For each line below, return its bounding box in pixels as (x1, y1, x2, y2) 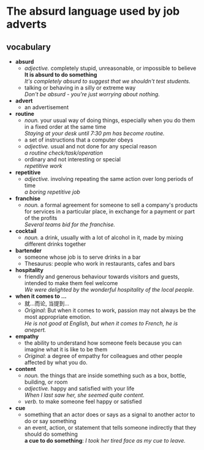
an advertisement (24, 104, 69, 111)
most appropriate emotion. (24, 313, 92, 320)
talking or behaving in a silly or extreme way (24, 84, 136, 91)
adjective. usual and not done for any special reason (24, 143, 157, 150)
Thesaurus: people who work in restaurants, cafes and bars (24, 260, 175, 267)
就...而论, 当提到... (24, 300, 69, 307)
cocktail (15, 227, 37, 234)
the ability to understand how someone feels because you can (24, 339, 182, 346)
